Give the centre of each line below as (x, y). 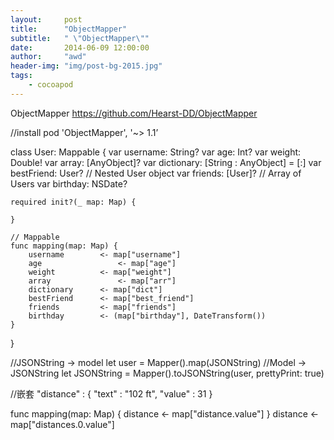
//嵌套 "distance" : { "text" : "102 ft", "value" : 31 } (111, 393)
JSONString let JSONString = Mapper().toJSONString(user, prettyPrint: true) (167, 373)
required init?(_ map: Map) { (73, 202)
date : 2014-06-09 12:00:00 (80, 47)
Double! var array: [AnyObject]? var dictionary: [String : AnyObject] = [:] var (166, 162)
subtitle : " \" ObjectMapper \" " (80, 38)
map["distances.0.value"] (62, 424)
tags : (21, 76)
